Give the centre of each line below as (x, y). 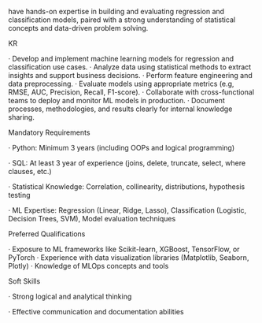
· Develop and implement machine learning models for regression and (121, 59)
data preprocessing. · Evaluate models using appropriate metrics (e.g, (121, 84)
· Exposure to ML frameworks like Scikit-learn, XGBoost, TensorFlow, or (124, 249)
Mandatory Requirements (49, 132)
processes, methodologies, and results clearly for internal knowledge (120, 109)
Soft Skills (24, 281)
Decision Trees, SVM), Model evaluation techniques (92, 219)
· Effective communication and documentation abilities (96, 312)
